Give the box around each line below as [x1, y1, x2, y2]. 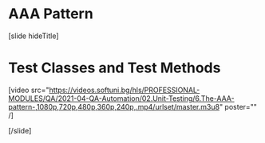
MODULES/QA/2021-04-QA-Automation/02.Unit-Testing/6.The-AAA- [8, 93, 235, 103]
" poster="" [219, 102, 258, 111]
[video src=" [8, 85, 49, 95]
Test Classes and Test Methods [8, 59, 221, 77]
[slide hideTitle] [8, 31, 59, 41]
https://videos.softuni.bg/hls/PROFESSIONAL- [49, 85, 200, 95]
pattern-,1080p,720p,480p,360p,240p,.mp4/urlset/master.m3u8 [8, 102, 220, 111]
